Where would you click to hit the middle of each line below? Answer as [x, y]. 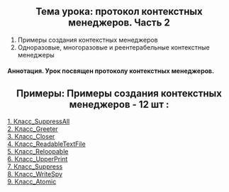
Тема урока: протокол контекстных [119, 12]
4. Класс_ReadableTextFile [47, 144]
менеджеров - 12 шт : [119, 105]
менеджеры [36, 55]
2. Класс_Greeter [33, 129]
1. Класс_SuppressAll [39, 122]
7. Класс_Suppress [35, 166]
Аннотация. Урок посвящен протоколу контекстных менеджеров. [111, 71]
